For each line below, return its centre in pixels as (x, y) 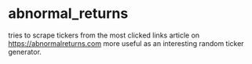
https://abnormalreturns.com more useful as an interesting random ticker (126, 43)
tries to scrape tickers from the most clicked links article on (104, 35)
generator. (25, 52)
